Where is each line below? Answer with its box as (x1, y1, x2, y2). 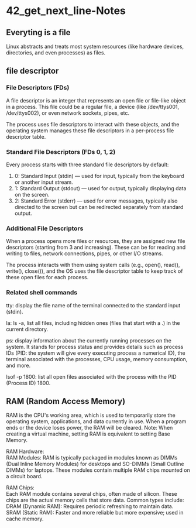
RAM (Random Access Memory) (6, 396, 126, 406)
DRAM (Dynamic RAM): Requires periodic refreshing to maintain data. (6, 503, 174, 510)
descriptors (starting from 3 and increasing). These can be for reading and (6, 244, 186, 251)
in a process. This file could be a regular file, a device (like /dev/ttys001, (6, 103, 180, 110)
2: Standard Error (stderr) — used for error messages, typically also (14, 197, 178, 204)
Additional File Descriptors (6, 224, 84, 232)
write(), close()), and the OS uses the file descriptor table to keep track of (6, 268, 183, 275)
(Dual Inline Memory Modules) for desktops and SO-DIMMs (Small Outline (6, 461, 184, 468)
